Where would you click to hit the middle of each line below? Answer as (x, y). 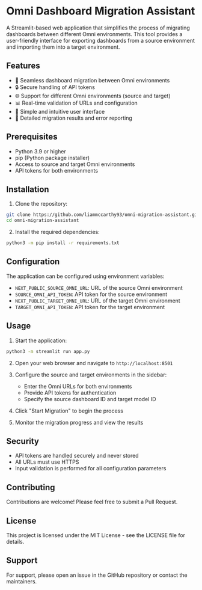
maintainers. (22, 581)
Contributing (31, 487)
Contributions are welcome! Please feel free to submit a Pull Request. (92, 502)
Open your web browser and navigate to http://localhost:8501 (94, 363)
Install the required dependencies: (57, 232)
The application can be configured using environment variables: (85, 276)
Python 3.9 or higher (40, 151)
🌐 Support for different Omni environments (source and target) (93, 96)
